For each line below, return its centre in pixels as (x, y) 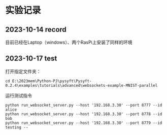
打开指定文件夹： (23, 71)
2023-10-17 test (31, 59)
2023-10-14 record (36, 29)
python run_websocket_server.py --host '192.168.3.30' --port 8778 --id (84, 114)
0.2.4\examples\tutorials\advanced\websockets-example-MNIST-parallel (81, 85)
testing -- (17, 127)
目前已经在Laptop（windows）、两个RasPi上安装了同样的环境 (69, 42)
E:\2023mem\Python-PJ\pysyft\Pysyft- (52, 81)
